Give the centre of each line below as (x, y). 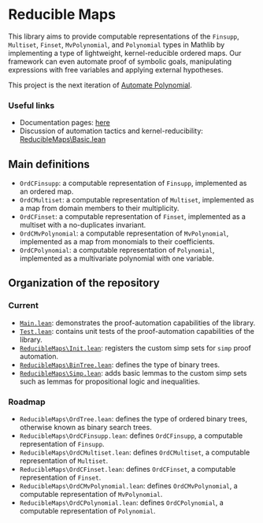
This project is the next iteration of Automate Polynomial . (100, 85)
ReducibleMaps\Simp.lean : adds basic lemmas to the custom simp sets (133, 373)
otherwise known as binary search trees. (85, 428)
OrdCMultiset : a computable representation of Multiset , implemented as (137, 200)
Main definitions (49, 164)
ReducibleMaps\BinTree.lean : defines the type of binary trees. (120, 365)
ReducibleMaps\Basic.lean (63, 139)
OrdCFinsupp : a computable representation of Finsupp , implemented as (133, 184)
